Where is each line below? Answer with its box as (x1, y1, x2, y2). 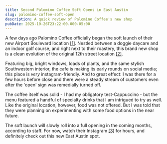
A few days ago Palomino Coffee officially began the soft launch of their (5, 35, 153, 41)
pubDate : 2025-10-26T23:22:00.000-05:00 (5, 21, 91, 26)
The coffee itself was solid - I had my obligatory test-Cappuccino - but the (5, 91, 158, 97)
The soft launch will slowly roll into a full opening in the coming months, (5, 122, 152, 128)
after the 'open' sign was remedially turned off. (5, 82, 101, 88)
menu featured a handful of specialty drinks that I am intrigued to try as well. (5, 97, 163, 103)
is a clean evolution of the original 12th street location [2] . (5, 51, 123, 57)
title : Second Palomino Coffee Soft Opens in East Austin (5, 7, 128, 12)
